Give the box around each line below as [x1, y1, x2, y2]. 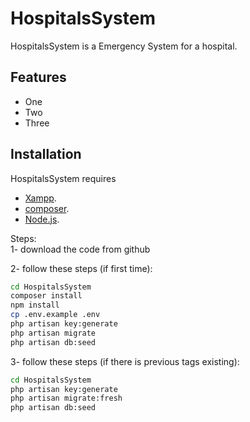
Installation [10, 146, 82, 163]
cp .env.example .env [10, 310, 101, 320]
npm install [10, 300, 60, 311]
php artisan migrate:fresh [10, 393, 123, 404]
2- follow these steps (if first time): [10, 262, 153, 274]
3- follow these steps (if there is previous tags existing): [10, 355, 240, 367]
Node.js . [24, 213, 60, 225]
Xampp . [24, 192, 57, 204]
